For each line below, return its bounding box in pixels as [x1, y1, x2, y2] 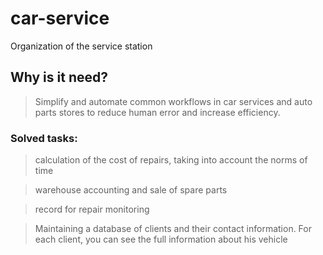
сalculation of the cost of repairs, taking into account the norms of [34, 154, 308, 166]
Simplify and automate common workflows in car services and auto [34, 95, 313, 107]
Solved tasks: [10, 131, 78, 145]
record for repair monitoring [34, 203, 150, 216]
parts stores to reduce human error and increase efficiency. [34, 106, 281, 118]
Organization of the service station [10, 40, 153, 52]
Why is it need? [10, 69, 108, 86]
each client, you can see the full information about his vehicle [34, 233, 288, 246]
